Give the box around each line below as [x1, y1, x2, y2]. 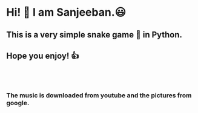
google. [6, 99, 30, 108]
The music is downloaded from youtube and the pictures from [6, 91, 192, 100]
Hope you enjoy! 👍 [6, 51, 79, 61]
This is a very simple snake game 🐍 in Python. [6, 30, 183, 40]
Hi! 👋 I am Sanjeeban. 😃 [6, 5, 126, 19]
